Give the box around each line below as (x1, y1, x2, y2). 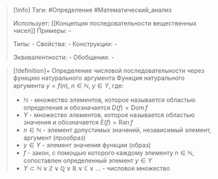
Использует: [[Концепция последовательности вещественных (12, 19, 197, 27)
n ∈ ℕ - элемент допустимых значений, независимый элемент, (23, 126, 212, 134)
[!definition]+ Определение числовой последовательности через (12, 67, 205, 74)
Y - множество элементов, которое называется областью (23, 111, 195, 119)
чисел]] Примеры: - (12, 27, 72, 34)
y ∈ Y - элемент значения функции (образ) (23, 141, 151, 149)
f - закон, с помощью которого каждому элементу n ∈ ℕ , (23, 149, 195, 157)
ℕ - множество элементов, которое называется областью (23, 96, 196, 104)
